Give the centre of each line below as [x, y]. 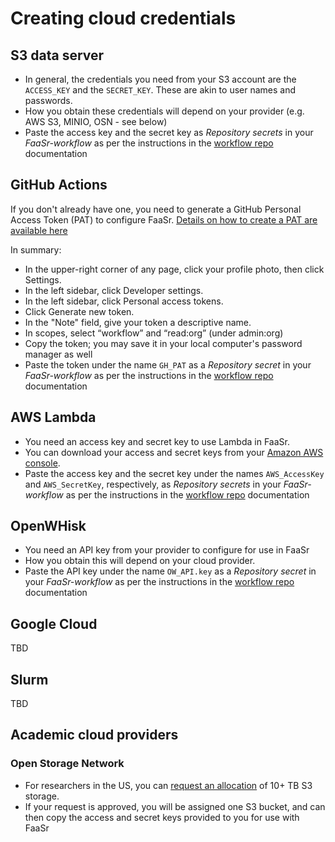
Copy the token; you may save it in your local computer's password [163, 343]
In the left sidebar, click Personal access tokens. [124, 301]
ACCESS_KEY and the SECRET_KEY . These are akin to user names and [160, 90]
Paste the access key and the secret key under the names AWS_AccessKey [174, 473]
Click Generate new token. [79, 311]
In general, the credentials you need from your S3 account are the [160, 79]
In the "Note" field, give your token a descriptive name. [138, 322]
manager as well [58, 354]
